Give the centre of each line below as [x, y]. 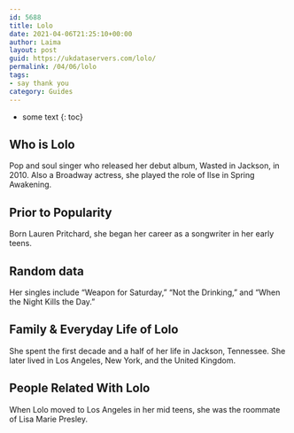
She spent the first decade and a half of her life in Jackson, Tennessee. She [147, 351]
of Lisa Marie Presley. [49, 419]
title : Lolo [31, 26]
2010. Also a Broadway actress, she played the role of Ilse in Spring [132, 175]
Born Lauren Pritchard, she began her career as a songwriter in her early [142, 234]
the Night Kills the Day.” [52, 301]
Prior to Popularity [61, 212]
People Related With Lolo [80, 388]
